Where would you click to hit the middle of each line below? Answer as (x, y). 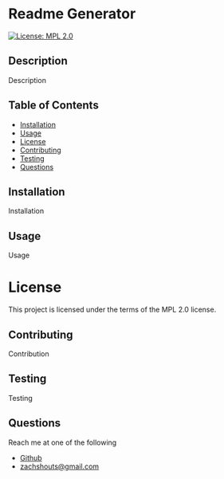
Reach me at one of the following (63, 442)
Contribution (29, 353)
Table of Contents (54, 106)
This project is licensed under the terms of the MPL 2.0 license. (112, 310)
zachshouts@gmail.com (59, 466)
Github (31, 457)
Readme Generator (72, 14)
